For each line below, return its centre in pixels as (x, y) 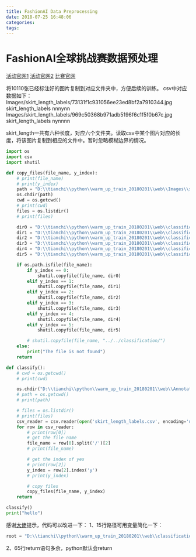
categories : (20, 22)
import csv (19, 157)
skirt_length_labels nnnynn (38, 108)
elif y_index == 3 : (51, 303)
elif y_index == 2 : (51, 292)
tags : (13, 28)
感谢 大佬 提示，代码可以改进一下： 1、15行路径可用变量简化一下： (85, 525)
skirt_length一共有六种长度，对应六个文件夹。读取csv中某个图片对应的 (91, 133)
